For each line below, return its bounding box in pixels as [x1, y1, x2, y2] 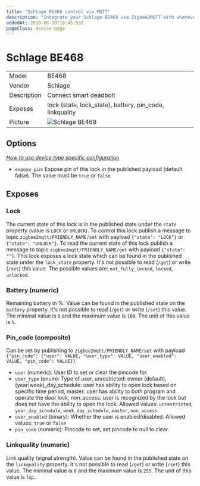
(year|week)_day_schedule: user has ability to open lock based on [14, 382, 177, 389]
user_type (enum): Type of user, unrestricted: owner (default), [14, 375, 167, 382]
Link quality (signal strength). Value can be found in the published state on [6, 454, 189, 462]
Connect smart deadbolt [47, 91, 115, 99]
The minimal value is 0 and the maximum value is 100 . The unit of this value [6, 312, 190, 319]
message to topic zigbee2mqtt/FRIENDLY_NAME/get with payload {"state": [6, 245, 186, 253]
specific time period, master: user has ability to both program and [14, 388, 176, 395]
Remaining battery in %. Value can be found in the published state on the [6, 299, 186, 307]
